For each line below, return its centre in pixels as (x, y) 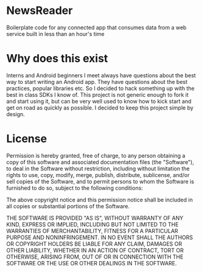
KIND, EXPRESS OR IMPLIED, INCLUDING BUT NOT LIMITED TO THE (92, 224)
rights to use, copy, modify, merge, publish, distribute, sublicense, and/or (98, 175)
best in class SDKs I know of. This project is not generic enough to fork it (97, 94)
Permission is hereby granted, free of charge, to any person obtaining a (96, 155)
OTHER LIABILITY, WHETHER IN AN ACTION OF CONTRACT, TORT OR (95, 250)
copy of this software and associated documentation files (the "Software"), (100, 162)
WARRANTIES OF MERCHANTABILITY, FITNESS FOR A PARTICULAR (92, 231)
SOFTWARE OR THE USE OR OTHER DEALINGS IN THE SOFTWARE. (92, 263)
